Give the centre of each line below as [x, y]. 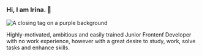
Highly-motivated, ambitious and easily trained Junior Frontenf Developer [99, 35]
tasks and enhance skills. [38, 47]
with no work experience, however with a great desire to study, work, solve [101, 41]
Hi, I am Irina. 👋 [29, 10]
